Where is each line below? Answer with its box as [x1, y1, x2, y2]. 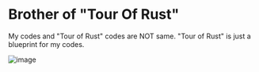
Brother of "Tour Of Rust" [8, 5, 180, 23]
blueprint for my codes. [8, 39, 85, 49]
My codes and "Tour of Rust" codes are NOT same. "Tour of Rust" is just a [8, 31, 251, 41]
